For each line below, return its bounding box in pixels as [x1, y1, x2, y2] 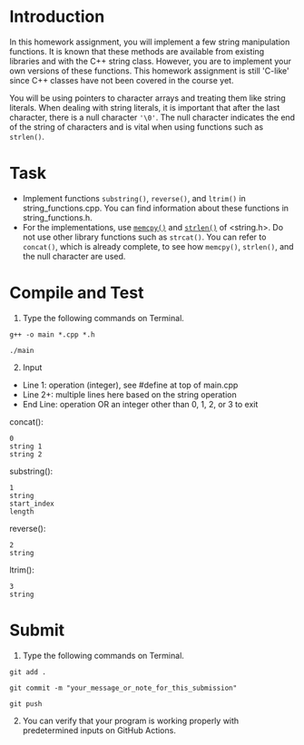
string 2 [9, 449, 43, 459]
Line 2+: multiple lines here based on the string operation [22, 388, 238, 400]
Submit [9, 620, 65, 641]
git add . [9, 667, 47, 677]
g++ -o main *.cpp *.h [9, 329, 95, 339]
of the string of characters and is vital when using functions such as [9, 121, 264, 132]
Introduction [9, 6, 105, 27]
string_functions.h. [22, 211, 93, 223]
